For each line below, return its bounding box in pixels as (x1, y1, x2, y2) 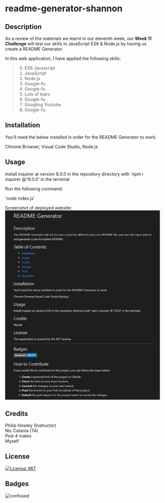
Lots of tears (24, 91, 51, 97)
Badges (5, 480, 29, 488)
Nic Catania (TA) (5, 428, 38, 434)
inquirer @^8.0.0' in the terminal (5, 176, 70, 182)
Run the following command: (5, 185, 63, 192)
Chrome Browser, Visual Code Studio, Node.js (5, 144, 98, 149)
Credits (5, 409, 28, 418)
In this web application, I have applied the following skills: (5, 56, 121, 61)
